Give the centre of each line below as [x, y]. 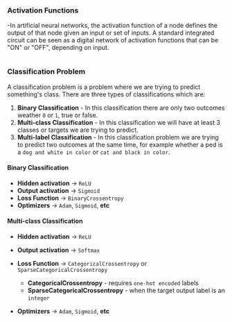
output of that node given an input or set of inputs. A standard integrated [111, 33]
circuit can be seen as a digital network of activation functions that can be [113, 40]
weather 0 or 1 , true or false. [57, 115]
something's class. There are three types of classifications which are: [106, 94]
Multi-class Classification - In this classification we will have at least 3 [118, 122]
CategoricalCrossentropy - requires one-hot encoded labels [113, 283]
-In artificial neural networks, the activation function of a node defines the [113, 26]
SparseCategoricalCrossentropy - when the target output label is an [126, 290]
